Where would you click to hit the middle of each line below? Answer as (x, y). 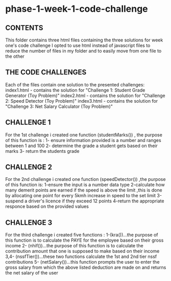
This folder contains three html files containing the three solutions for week (84, 40)
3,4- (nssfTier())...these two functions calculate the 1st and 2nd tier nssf (81, 256)
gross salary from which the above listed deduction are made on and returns (86, 267)
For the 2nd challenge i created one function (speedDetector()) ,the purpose (86, 179)
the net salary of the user (32, 273)
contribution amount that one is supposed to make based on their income (82, 251)
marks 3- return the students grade (42, 151)
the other (15, 56)
